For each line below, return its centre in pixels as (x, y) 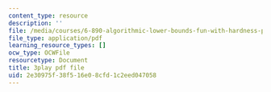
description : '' (35, 23)
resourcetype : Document (48, 61)
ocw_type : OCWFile (39, 53)
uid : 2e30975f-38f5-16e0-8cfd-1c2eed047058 (83, 75)
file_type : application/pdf (56, 38)
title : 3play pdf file (46, 68)
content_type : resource (48, 16)
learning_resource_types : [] (57, 46)
